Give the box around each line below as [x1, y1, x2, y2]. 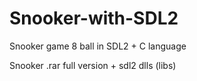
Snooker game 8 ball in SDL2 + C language [9, 40, 187, 52]
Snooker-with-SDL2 [9, 7, 179, 30]
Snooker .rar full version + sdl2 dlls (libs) [9, 59, 177, 71]
